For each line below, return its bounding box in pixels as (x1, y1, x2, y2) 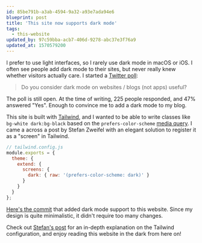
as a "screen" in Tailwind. (6, 132, 69, 139)
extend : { (17, 161, 42, 167)
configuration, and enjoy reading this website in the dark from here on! (6, 230, 182, 237)
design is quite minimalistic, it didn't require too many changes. (6, 212, 163, 219)
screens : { (22, 166, 50, 172)
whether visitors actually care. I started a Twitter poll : (6, 72, 139, 79)
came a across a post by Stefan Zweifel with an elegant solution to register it (6, 126, 197, 133)
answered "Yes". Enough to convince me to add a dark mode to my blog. (6, 101, 187, 109)
